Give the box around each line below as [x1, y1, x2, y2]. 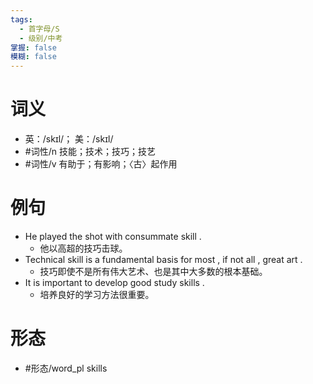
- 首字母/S [19, 24, 60, 34]
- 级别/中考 [19, 33, 63, 43]
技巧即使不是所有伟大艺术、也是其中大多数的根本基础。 [39, 266, 268, 277]
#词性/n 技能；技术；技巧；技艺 [24, 146, 156, 158]
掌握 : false [10, 42, 57, 53]
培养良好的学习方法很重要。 [39, 289, 155, 300]
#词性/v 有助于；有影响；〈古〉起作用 [24, 158, 178, 170]
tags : [10, 14, 33, 25]
